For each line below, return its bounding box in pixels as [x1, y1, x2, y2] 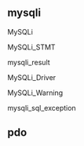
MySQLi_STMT [7, 42, 56, 52]
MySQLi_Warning [7, 88, 64, 97]
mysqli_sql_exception [7, 103, 76, 112]
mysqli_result [7, 57, 50, 67]
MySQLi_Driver [7, 72, 57, 82]
